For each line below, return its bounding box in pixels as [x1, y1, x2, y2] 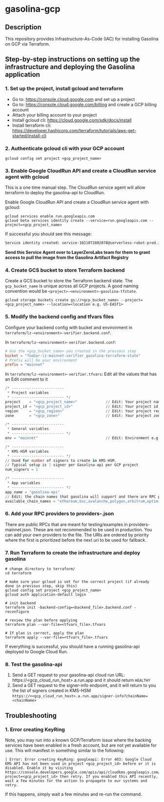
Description [5, 23, 41, 31]
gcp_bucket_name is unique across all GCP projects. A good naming [5, 283, 139, 289]
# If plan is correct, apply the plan [5, 630, 84, 636]
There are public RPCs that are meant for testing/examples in [5, 521, 128, 527]
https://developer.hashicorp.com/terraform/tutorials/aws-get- [12, 127, 137, 133]
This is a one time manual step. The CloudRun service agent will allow [5, 184, 145, 190]
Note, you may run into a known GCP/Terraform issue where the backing [5, 737, 151, 743]
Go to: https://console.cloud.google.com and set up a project [12, 96, 135, 102]
